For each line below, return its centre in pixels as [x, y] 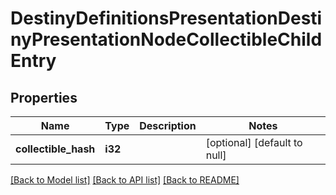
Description [168, 125]
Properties [44, 97]
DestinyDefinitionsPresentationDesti [166, 18]
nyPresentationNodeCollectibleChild [166, 39]
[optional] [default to [254, 142]
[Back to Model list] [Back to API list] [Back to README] [125, 180]
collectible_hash [55, 149]
